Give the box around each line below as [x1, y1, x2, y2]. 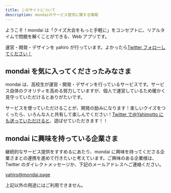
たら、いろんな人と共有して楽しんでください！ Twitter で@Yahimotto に [14, 111, 164, 117]
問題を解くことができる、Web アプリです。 [18, 33, 110, 39]
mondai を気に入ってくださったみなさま [5, 67, 132, 76]
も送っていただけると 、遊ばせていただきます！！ [5, 118, 108, 124]
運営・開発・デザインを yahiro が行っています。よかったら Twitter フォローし [5, 44, 166, 50]
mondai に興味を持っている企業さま [5, 134, 118, 143]
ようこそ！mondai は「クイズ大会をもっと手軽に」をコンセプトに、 [5, 27, 147, 33]
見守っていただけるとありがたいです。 [5, 94, 85, 100]
